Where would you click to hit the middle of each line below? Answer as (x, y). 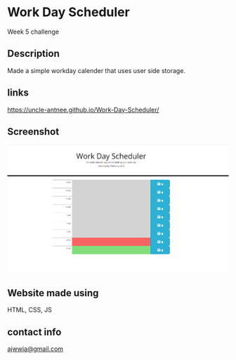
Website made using (53, 293)
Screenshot (33, 132)
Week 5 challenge (33, 32)
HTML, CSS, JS (30, 310)
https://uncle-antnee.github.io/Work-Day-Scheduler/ (83, 109)
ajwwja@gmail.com (35, 349)
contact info (34, 332)
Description (33, 54)
